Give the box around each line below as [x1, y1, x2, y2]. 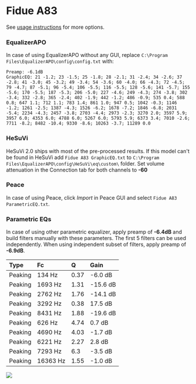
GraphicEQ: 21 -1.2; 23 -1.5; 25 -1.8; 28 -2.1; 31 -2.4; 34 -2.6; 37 [6, 75, 183, 80]
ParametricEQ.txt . [6, 200, 50, 207]
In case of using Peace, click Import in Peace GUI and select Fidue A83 [6, 194, 177, 201]
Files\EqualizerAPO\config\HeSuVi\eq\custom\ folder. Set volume [6, 160, 165, 167]
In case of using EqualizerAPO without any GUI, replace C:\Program [6, 52, 168, 59]
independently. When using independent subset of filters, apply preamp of [6, 241, 187, 248]
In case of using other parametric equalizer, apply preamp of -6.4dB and [6, 228, 183, 235]
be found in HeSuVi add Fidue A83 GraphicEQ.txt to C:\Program [6, 154, 160, 161]
